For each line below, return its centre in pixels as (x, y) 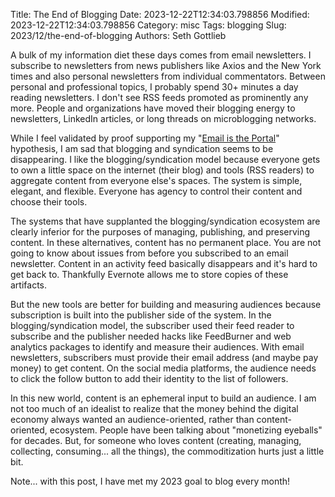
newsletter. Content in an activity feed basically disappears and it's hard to (164, 263)
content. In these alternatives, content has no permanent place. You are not (166, 242)
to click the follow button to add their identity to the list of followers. (149, 378)
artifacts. (29, 285)
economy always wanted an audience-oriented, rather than (132, 419)
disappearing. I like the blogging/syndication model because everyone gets (165, 159)
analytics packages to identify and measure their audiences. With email (157, 347)
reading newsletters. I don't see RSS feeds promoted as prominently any (159, 97)
